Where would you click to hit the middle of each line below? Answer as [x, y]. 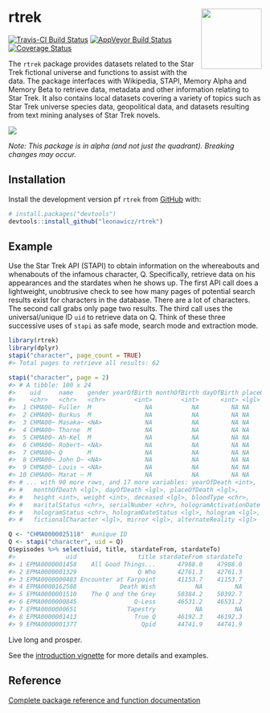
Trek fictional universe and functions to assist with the [98, 72]
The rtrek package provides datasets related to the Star [101, 64]
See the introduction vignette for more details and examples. [108, 655]
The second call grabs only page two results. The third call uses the [121, 309]
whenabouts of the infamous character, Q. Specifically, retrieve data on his [132, 275]
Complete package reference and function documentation [104, 700]
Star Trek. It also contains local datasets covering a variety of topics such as [135, 97]
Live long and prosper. [45, 640]
